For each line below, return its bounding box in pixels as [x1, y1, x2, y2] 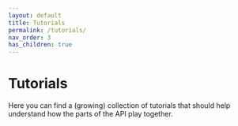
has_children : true [8, 41, 73, 49]
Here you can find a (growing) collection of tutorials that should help [8, 101, 231, 110]
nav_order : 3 [8, 33, 51, 42]
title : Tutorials [8, 19, 66, 27]
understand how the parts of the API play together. [8, 109, 174, 119]
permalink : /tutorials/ [8, 26, 87, 34]
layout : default [8, 11, 62, 20]
